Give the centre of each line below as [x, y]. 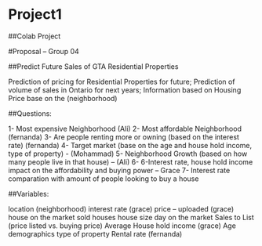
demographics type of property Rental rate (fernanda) [95, 233]
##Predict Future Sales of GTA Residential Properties [93, 66]
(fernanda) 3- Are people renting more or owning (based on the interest [124, 137]
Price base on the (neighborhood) [63, 98]
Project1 [35, 14]
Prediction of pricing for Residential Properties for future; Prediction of [122, 81]
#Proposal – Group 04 [44, 51]
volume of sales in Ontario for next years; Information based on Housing [125, 90]
